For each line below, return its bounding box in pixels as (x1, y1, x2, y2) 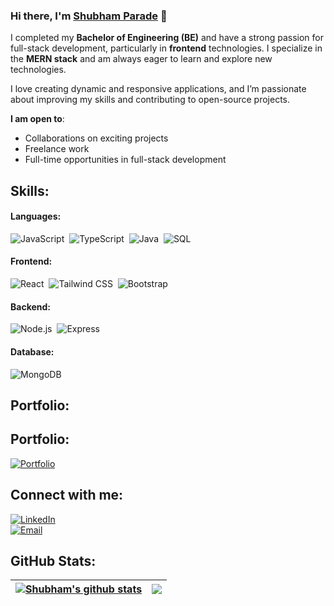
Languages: (10, 210, 62, 223)
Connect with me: (10, 487, 124, 504)
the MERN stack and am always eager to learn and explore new (10, 53, 273, 65)
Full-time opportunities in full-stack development (24, 154, 227, 166)
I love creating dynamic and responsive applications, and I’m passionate (10, 83, 307, 95)
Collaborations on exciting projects (24, 132, 169, 144)
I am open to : (10, 113, 65, 125)
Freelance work (24, 143, 90, 155)
